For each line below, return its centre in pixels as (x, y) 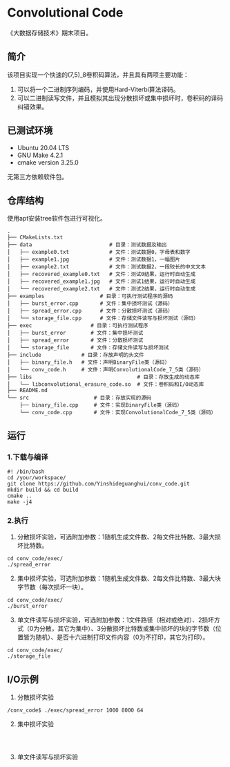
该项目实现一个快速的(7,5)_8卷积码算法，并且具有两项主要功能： (98, 75)
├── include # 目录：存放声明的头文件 (76, 355)
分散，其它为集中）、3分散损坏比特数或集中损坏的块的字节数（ (127, 629)
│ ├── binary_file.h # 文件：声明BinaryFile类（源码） (89, 362)
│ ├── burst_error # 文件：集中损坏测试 (75, 333)
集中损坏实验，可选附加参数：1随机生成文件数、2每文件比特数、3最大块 (119, 578)
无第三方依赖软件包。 (37, 176)
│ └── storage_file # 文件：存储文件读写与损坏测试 (88, 348)
